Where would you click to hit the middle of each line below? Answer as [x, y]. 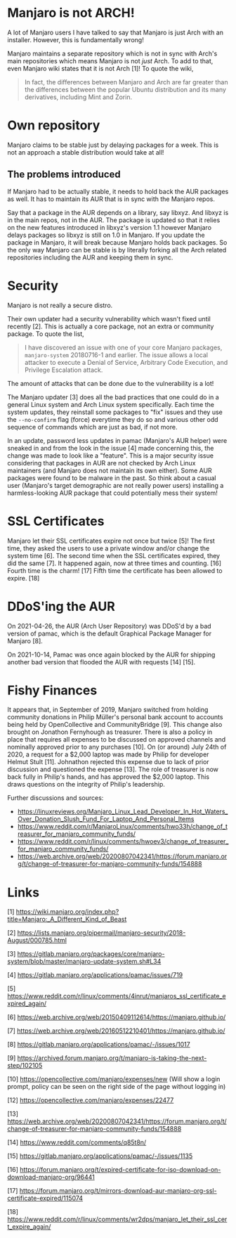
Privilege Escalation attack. [64, 370]
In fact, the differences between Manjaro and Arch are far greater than [126, 82]
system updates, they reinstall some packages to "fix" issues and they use [115, 412]
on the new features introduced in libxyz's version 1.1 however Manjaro [110, 227]
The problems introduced [64, 175]
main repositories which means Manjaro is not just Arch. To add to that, [110, 60]
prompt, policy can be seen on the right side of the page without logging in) [117, 1087]
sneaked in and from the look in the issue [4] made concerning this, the [111, 448]
